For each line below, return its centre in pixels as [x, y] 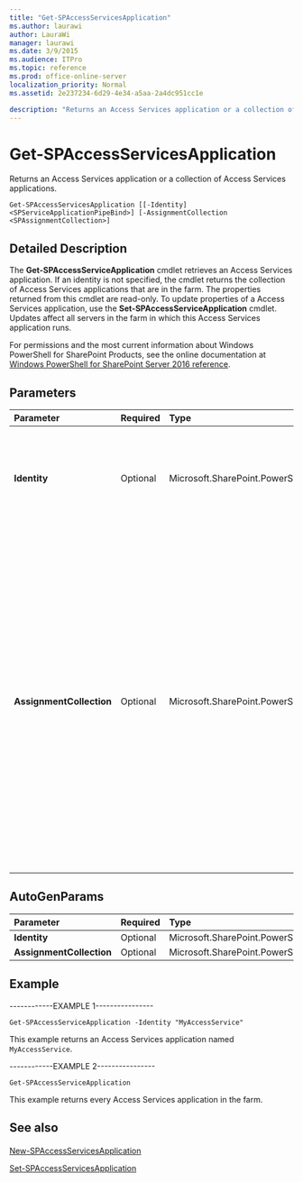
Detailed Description [69, 248]
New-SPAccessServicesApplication [75, 1150]
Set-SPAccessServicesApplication [73, 1168]
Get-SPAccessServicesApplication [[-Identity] [98, 205]
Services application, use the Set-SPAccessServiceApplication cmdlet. [143, 308]
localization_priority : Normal [68, 85]
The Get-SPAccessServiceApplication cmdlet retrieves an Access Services [151, 270]
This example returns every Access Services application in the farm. [136, 1099]
